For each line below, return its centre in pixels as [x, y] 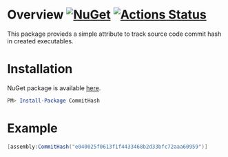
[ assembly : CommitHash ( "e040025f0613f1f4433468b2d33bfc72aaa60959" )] [107, 147]
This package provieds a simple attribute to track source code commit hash [114, 34]
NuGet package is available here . [54, 88]
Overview [35, 15]
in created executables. [40, 41]
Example [32, 128]
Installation [40, 69]
